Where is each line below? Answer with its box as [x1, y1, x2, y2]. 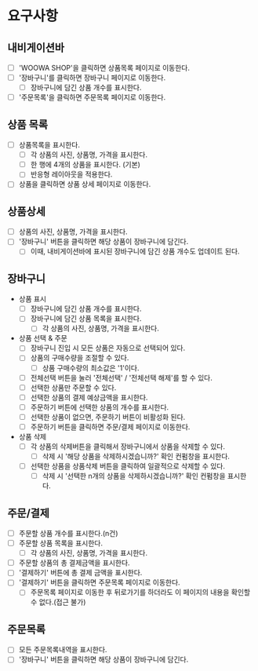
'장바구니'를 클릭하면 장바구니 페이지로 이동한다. [18, 73, 166, 82]
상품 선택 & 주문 [18, 334, 67, 343]
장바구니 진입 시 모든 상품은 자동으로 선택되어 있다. [30, 343, 186, 353]
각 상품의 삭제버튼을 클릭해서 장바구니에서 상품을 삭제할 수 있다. [30, 441, 225, 451]
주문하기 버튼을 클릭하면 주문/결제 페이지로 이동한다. [30, 421, 191, 432]
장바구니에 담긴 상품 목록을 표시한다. [30, 314, 142, 323]
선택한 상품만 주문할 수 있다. [30, 382, 117, 392]
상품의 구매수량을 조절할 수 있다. [30, 353, 129, 363]
